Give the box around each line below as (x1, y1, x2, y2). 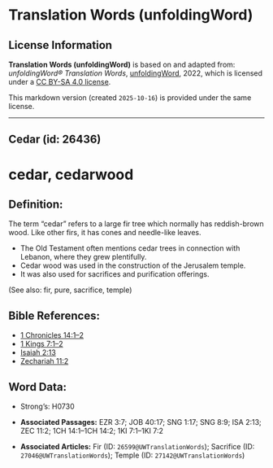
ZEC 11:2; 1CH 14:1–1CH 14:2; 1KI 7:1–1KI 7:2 (19, 426, 164, 436)
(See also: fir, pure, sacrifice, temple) (8, 285, 132, 295)
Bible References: (8, 308, 100, 322)
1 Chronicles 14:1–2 (19, 330, 84, 340)
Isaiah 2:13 (19, 348, 57, 357)
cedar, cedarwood (8, 165, 134, 184)
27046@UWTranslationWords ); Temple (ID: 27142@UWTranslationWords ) (19, 450, 245, 461)
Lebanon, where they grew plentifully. (19, 252, 147, 262)
